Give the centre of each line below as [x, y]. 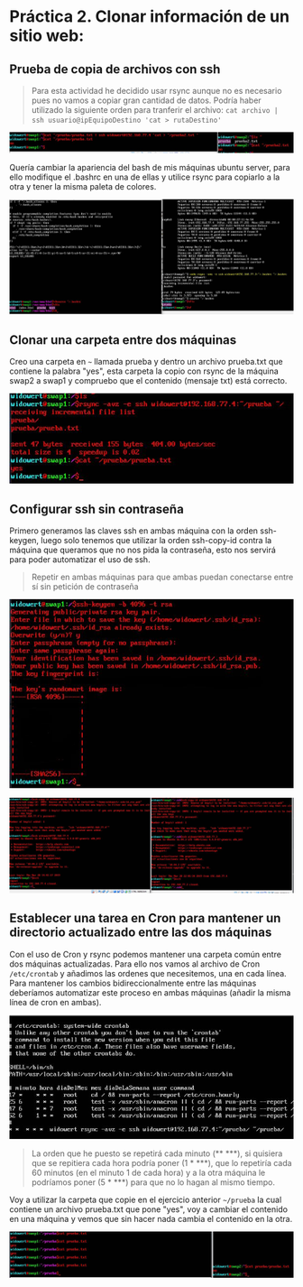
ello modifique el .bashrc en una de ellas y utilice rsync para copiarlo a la [145, 177]
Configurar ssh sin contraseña [97, 509]
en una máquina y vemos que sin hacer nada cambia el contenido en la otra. [151, 1218]
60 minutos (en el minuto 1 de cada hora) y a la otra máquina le [148, 1172]
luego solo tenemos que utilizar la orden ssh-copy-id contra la [156, 541]
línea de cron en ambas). [55, 1002]
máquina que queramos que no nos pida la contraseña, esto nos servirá [143, 550]
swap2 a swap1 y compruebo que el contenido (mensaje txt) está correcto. [148, 381]
